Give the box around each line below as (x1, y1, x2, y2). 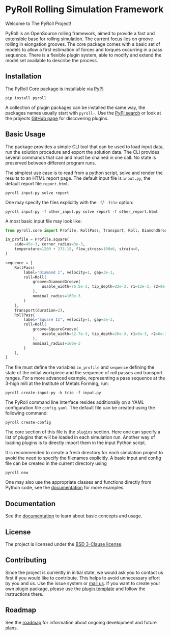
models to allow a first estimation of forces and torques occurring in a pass (5, 46, 163, 52)
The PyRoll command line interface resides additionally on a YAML (5, 399, 145, 405)
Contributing (5, 556, 47, 565)
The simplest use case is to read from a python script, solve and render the (5, 170, 163, 176)
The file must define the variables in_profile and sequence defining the (5, 364, 155, 370)
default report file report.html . (5, 180, 70, 186)
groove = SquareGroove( (32, 327, 79, 332)
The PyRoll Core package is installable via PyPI (5, 86, 104, 92)
